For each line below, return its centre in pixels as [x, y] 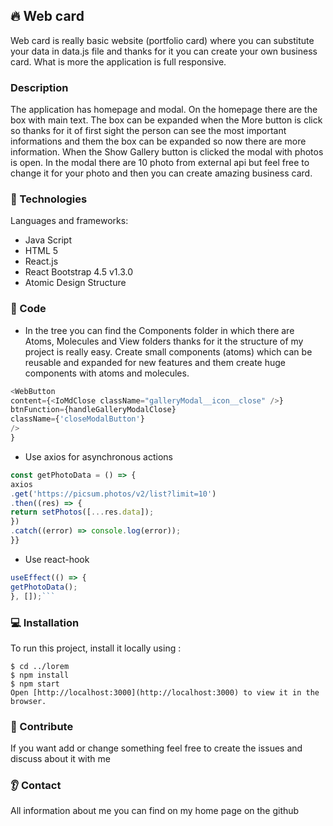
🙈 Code [28, 309]
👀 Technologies [49, 199]
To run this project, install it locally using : [96, 648]
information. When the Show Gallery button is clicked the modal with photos [167, 152]
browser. [28, 701]
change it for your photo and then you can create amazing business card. [161, 173]
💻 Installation [45, 622]
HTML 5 [41, 251]
